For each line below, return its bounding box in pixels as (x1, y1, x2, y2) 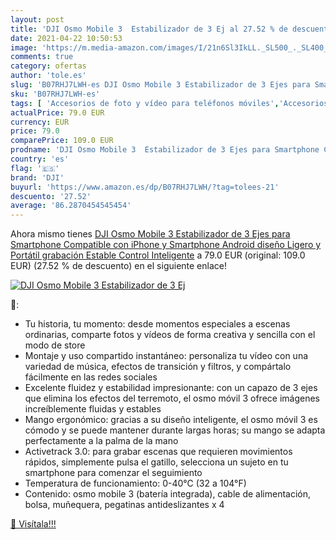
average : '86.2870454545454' (10, 201, 132, 211)
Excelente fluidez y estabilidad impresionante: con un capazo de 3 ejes (24, 382, 318, 394)
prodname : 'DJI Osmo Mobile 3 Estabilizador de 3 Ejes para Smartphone (10, 145, 320, 155)
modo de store (24, 339, 86, 351)
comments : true (10, 52, 74, 62)
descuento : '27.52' (10, 191, 92, 201)
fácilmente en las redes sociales (24, 371, 158, 383)
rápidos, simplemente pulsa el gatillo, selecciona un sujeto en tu (24, 456, 289, 468)
